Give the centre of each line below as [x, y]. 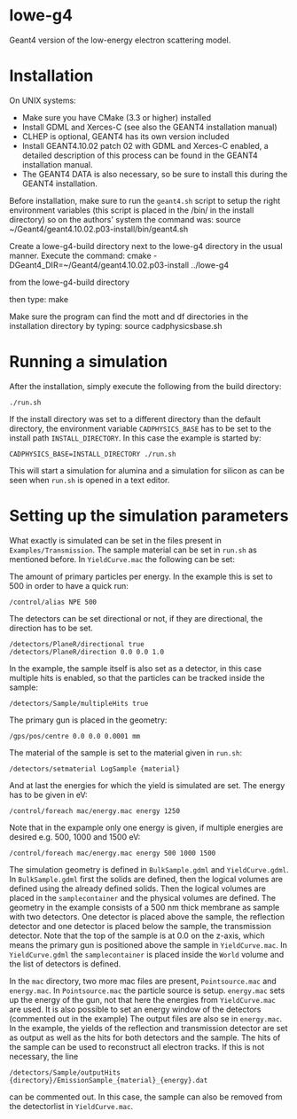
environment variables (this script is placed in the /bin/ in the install [132, 210]
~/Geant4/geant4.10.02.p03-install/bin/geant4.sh [99, 229]
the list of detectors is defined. [65, 964]
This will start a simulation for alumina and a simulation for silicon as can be [147, 470]
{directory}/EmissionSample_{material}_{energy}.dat [109, 1080]
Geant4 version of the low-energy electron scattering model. [120, 40]
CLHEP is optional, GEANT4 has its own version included [125, 136]
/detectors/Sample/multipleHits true [79, 703]
